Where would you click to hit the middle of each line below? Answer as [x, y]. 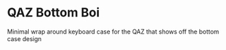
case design [24, 38]
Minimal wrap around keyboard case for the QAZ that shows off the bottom [113, 32]
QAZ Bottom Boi [53, 13]
